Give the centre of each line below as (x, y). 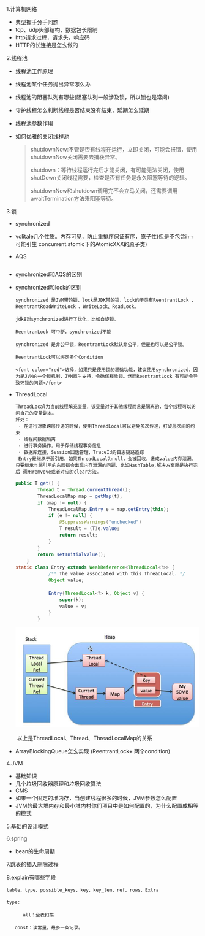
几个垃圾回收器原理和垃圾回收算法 (58, 783)
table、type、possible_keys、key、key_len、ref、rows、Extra (83, 890)
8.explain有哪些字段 (31, 877)
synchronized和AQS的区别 (49, 274)
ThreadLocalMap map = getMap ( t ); (80, 496)
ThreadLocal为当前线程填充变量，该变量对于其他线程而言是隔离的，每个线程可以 (103, 407)
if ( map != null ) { (62, 503)
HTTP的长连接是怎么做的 (47, 45)
